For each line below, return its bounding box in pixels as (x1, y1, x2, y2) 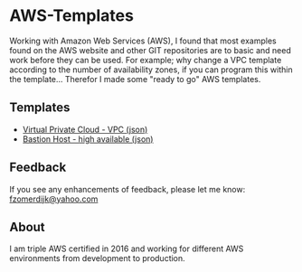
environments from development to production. (9, 253, 185, 264)
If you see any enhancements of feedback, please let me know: (9, 183, 246, 194)
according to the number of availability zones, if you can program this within (9, 64, 293, 75)
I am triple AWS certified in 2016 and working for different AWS (9, 243, 244, 254)
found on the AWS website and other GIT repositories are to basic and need (9, 44, 292, 55)
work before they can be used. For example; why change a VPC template (9, 54, 282, 65)
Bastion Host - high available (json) (22, 133, 154, 145)
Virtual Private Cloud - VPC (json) (22, 124, 148, 135)
